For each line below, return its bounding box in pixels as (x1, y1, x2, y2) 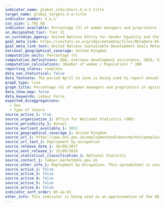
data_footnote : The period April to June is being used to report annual (5, 76, 160, 80)
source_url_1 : (5, 135, 34, 140)
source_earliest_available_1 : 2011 (5, 126, 78, 130)
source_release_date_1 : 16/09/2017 (5, 144, 78, 149)
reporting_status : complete (5, 67, 63, 72)
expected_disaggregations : (5, 99, 60, 103)
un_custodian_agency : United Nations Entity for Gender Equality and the (5, 35, 160, 40)
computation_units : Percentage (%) (5, 52, 78, 58)
